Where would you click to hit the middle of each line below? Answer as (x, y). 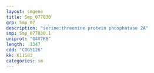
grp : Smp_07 (21, 22)
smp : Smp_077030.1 (29, 34)
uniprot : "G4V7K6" (29, 39)
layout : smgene (25, 11)
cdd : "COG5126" (25, 50)
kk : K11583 (19, 55)
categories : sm (25, 61)
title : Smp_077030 (29, 17)
